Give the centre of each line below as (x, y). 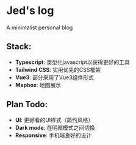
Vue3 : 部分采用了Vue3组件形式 (55, 77)
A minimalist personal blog (40, 27)
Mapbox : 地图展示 (38, 85)
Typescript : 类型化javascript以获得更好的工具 (72, 62)
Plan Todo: (27, 104)
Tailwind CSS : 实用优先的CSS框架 (58, 69)
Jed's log (30, 11)
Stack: (19, 47)
